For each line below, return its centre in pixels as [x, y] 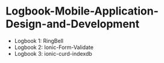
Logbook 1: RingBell [39, 41]
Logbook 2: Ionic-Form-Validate [54, 47]
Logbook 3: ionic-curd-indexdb [53, 53]
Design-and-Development [73, 24]
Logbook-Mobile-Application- [82, 11]
